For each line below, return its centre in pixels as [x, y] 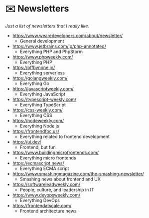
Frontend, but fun [38, 147]
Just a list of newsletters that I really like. [47, 26]
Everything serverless [42, 72]
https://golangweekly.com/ [40, 78]
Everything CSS [36, 115]
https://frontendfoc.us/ [36, 131]
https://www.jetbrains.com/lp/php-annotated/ [59, 46]
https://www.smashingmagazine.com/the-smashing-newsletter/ [78, 173]
